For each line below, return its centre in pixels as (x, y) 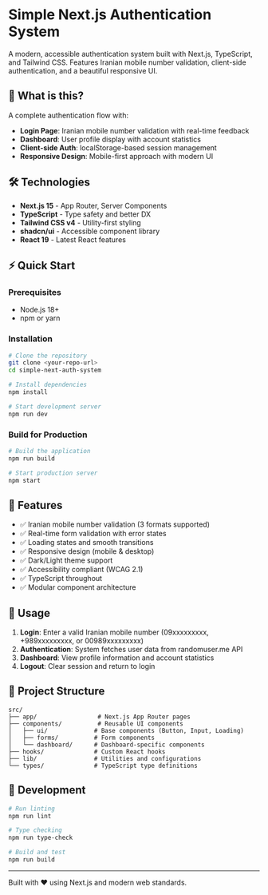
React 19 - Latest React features (73, 239)
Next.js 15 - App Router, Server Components (93, 205)
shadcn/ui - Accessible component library (90, 231)
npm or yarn (40, 318)
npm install (28, 392)
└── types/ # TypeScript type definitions (103, 766)
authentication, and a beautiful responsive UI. (83, 70)
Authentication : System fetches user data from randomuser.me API (131, 650)
